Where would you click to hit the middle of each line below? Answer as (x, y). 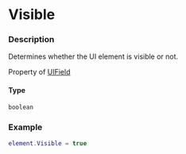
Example (25, 127)
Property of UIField (39, 72)
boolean (21, 107)
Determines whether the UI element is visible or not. (93, 56)
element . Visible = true (48, 143)
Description (31, 40)
